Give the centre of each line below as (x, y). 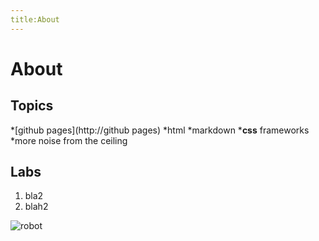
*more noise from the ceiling (69, 140)
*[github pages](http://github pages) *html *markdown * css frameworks (160, 130)
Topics (32, 106)
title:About (35, 19)
